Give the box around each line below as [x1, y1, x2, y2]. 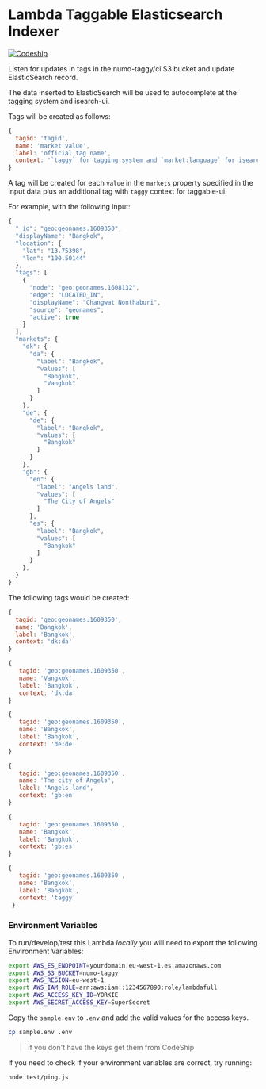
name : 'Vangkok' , [18, 674, 77, 682]
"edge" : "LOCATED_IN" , [28, 291, 104, 299]
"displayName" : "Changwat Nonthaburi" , [28, 298, 161, 306]
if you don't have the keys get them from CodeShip [27, 1042, 195, 1052]
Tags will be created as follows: [8, 111, 111, 121]
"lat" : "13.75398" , [22, 247, 87, 255]
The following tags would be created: [8, 592, 130, 602]
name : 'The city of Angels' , [18, 776, 115, 784]
